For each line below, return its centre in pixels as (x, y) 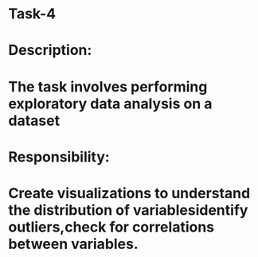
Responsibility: (59, 157)
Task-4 (32, 14)
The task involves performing (108, 86)
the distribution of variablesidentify (128, 210)
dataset (34, 121)
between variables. (74, 244)
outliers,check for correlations (111, 227)
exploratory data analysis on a (110, 103)
